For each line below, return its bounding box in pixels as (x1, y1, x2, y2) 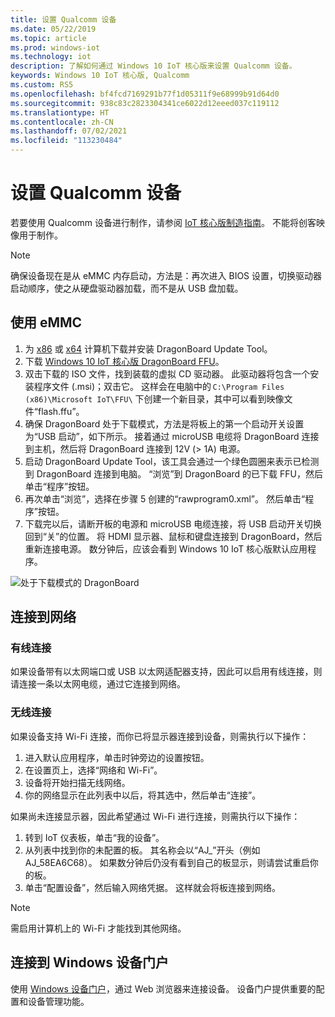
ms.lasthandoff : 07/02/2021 (10, 126, 128, 136)
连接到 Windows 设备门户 (10, 954, 169, 971)
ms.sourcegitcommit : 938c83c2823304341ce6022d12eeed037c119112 (10, 98, 280, 108)
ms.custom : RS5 (10, 80, 74, 90)
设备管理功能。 (27, 995, 90, 1007)
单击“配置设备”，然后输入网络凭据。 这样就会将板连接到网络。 (24, 881, 282, 893)
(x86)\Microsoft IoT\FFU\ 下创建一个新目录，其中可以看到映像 (24, 392, 285, 405)
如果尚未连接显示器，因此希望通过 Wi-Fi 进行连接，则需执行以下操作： (10, 810, 301, 822)
